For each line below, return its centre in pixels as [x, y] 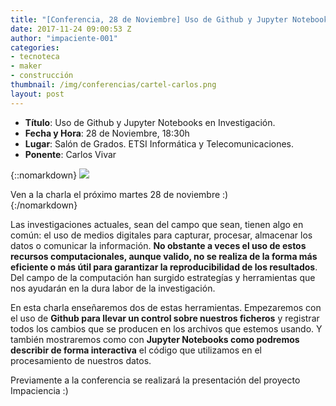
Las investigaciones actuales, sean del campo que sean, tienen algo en [157, 224]
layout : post [37, 94]
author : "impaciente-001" [64, 38]
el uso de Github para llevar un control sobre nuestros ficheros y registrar [165, 318]
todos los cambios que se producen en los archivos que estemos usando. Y [166, 328]
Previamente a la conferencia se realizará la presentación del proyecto [155, 380]
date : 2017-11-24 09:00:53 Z [71, 29]
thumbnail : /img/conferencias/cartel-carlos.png [113, 85]
